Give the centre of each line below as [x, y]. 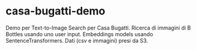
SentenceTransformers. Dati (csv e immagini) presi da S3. [77, 40]
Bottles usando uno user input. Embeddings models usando [80, 34]
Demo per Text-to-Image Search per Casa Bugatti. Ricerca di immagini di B [98, 28]
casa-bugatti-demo [56, 11]
